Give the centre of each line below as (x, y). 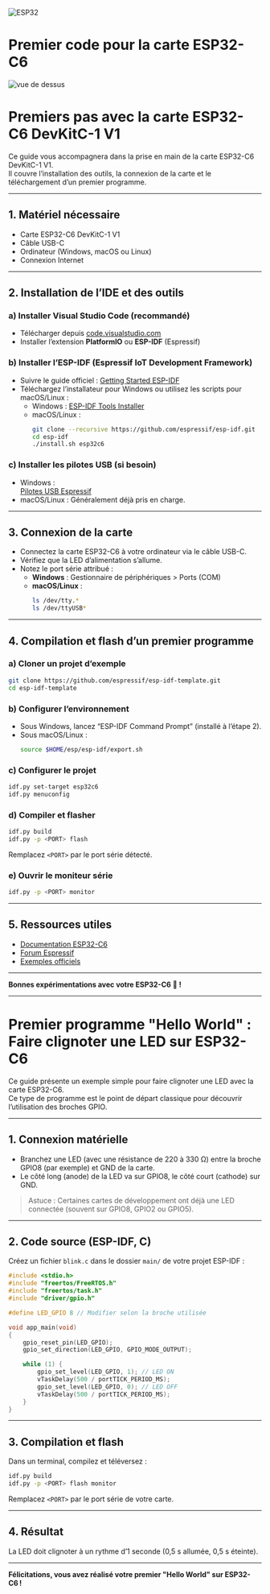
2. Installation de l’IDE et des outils (96, 293)
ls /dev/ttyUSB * (59, 608)
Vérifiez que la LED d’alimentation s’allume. (91, 561)
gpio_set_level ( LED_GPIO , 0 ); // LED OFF (108, 1387)
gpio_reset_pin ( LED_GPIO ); (68, 1342)
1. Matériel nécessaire (64, 215)
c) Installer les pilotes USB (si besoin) (82, 465)
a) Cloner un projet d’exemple (67, 664)
